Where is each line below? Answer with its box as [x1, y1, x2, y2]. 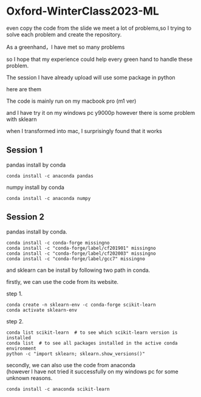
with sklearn [6, 116, 38, 123]
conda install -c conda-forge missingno [6, 240, 111, 246]
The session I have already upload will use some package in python [6, 74, 175, 81]
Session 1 [6, 145, 43, 156]
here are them [6, 85, 41, 92]
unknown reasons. [6, 374, 53, 381]
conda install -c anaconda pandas [6, 173, 94, 179]
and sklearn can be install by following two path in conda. [6, 266, 151, 274]
